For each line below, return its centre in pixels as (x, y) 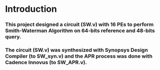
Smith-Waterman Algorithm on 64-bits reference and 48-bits (80, 31)
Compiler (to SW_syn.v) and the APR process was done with (79, 56)
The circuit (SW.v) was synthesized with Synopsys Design (77, 50)
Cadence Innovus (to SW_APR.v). (46, 63)
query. (13, 37)
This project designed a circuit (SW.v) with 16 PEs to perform (80, 25)
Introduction (31, 9)
